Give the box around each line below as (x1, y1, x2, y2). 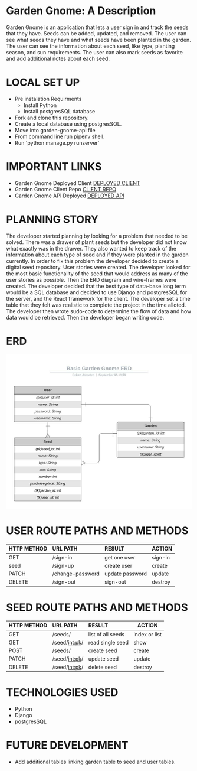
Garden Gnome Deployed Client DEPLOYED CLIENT (14, 179, 140, 187)
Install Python (23, 102, 57, 109)
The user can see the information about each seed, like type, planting (6, 43, 175, 50)
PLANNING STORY (6, 213, 98, 226)
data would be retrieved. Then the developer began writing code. (6, 314, 165, 321)
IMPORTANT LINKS (6, 160, 102, 174)
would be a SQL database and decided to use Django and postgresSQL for (6, 288, 188, 296)
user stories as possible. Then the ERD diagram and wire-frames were (6, 276, 177, 283)
